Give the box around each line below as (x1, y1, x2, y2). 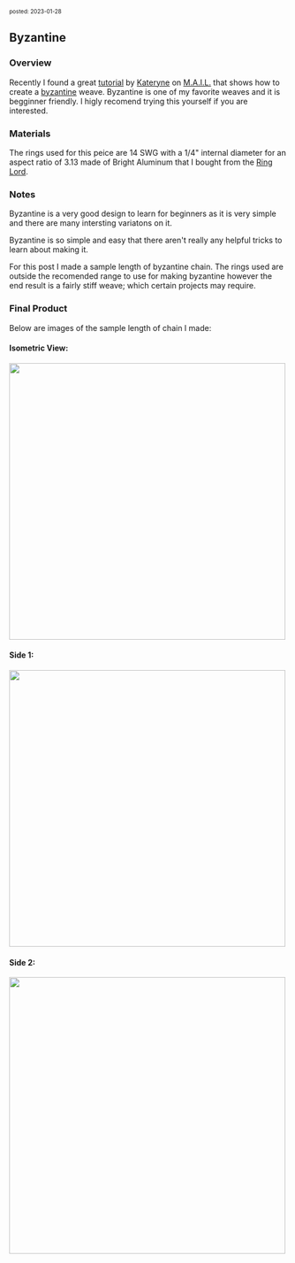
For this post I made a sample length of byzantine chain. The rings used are (9, 261, 284, 273)
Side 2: (9, 957, 35, 967)
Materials (9, 127, 51, 140)
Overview (9, 57, 52, 69)
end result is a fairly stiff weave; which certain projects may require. (9, 281, 256, 291)
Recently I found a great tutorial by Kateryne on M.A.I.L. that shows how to (9, 77, 280, 88)
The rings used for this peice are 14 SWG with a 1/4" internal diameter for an (9, 147, 287, 158)
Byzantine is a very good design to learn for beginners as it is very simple (9, 208, 276, 219)
